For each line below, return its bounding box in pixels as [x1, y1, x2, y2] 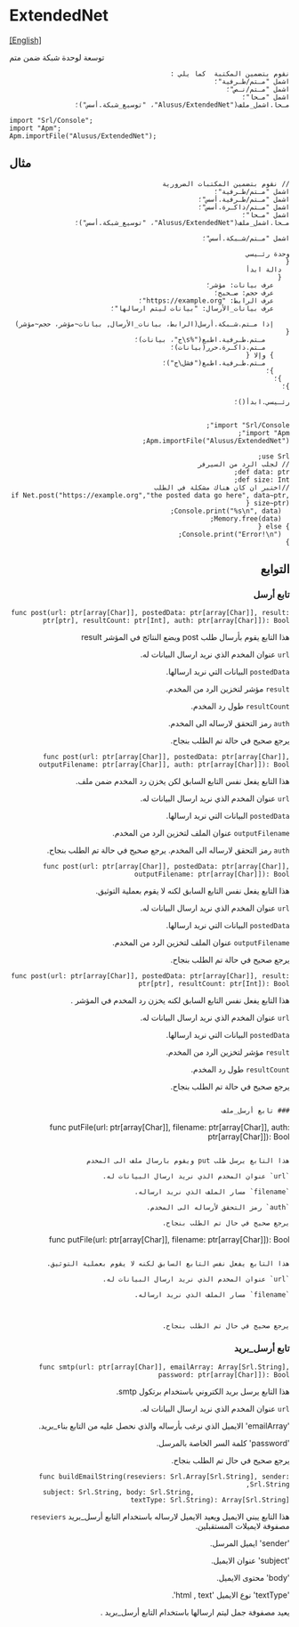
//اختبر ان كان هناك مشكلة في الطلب [154, 482, 290, 492]
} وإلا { [246, 351, 274, 360]
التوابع [260, 562, 290, 577]
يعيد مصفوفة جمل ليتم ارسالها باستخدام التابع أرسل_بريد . [100, 1607, 290, 1617]
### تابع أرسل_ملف [222, 1106, 290, 1115]
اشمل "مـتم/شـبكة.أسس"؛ [201, 233, 290, 243]
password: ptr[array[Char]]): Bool [158, 1370, 290, 1380]
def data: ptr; [233, 467, 290, 476]
